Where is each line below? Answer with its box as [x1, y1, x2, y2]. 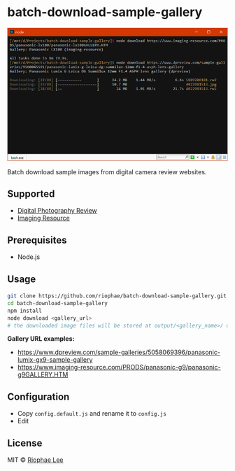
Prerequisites [7, 234, 67, 246]
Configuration [7, 391, 70, 402]
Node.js [17, 253, 41, 261]
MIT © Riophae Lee [7, 456, 64, 464]
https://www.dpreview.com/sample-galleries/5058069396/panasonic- [17, 348, 220, 357]
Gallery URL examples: [7, 335, 75, 343]
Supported [7, 188, 55, 199]
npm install [7, 307, 42, 314]
